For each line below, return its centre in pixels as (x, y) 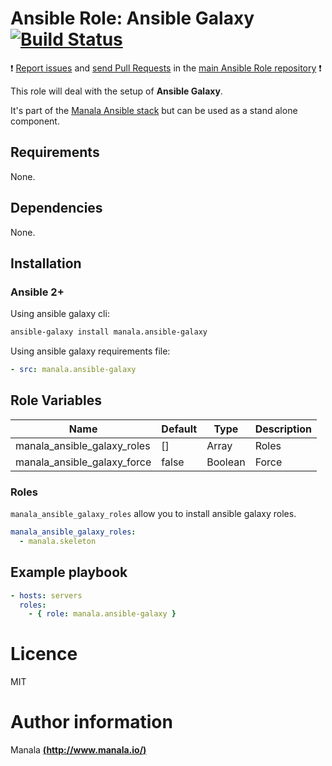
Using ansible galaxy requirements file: (90, 351)
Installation (46, 263)
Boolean (226, 462)
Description (283, 429)
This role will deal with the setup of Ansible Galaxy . (116, 91)
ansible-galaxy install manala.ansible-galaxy (109, 332)
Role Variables (56, 400)
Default (179, 429)
